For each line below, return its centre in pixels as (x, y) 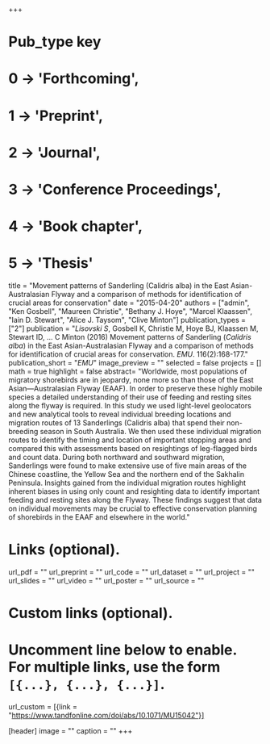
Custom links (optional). (91, 613)
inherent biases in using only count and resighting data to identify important (134, 491)
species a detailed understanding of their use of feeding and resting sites (130, 397)
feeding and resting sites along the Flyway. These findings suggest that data (135, 500)
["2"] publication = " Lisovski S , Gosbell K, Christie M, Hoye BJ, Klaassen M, (133, 328)
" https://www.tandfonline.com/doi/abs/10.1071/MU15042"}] (106, 716)
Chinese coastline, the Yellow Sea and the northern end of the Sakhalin (126, 474)
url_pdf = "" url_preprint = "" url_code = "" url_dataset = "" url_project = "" (132, 572)
